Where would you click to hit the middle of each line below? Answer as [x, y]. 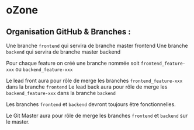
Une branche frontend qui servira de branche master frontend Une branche [97, 45]
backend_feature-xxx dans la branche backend [61, 93]
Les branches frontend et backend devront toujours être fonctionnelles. [91, 104]
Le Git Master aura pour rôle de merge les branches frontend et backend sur [97, 115]
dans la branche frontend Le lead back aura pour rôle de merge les [87, 87]
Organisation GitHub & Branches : [69, 32]
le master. [18, 122]
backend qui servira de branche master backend [63, 52]
